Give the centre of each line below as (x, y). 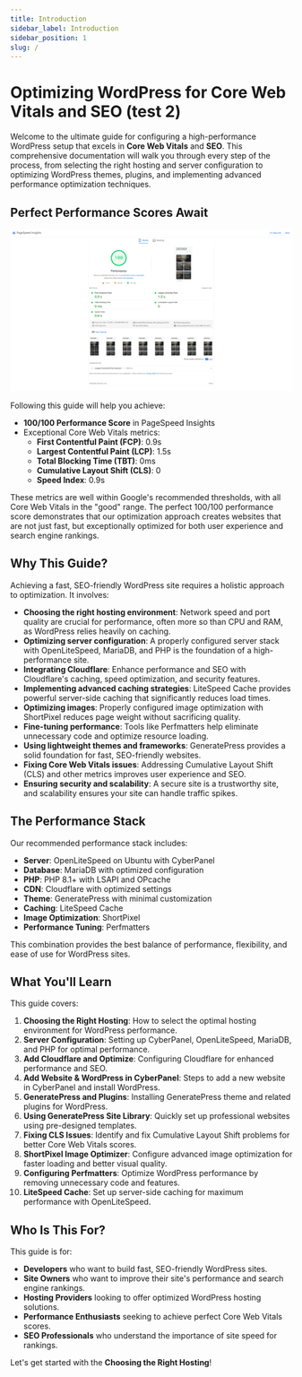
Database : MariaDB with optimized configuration (113, 870)
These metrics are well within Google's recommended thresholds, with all (146, 497)
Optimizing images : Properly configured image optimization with (143, 707)
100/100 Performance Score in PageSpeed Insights (119, 422)
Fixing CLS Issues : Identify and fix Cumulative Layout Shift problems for (156, 1135)
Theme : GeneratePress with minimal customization (117, 898)
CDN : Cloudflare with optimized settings (98, 888)
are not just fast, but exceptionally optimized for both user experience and (147, 525)
